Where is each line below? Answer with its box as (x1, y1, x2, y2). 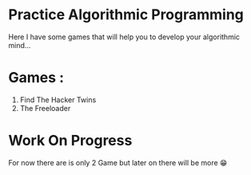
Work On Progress (8, 132, 133, 149)
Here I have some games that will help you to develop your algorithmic (8, 32, 241, 42)
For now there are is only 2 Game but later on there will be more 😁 (8, 157, 228, 167)
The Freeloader (19, 103, 71, 113)
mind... (8, 40, 31, 50)
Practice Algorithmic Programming (8, 6, 244, 24)
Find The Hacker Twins (19, 94, 97, 105)
